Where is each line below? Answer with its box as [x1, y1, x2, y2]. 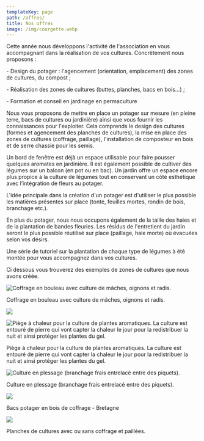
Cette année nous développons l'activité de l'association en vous [6, 43, 170, 50]
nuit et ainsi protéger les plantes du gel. [6, 357, 106, 365]
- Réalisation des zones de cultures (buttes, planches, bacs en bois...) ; [6, 86, 185, 93]
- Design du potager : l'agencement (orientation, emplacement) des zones [6, 68, 194, 75]
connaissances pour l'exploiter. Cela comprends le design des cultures [6, 123, 184, 130]
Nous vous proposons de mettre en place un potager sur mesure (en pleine [6, 109, 196, 117]
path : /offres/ [6, 15, 45, 21]
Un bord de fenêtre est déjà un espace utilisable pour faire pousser [6, 154, 175, 161]
